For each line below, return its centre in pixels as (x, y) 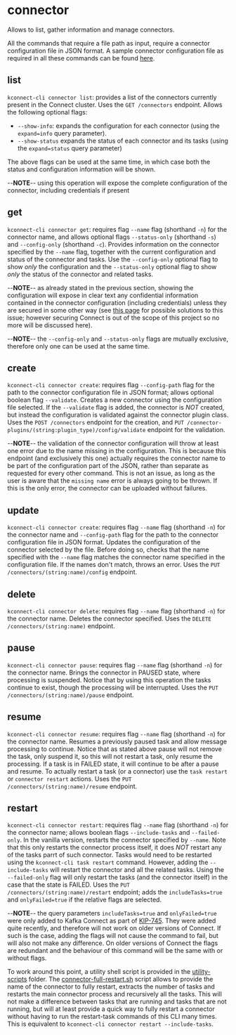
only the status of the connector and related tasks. (80, 274)
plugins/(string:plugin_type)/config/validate (77, 431)
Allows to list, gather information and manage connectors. (91, 30)
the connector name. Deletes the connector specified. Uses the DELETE (110, 618)
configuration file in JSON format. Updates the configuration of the (104, 542)
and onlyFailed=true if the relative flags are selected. (85, 900)
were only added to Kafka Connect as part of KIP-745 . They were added (112, 921)
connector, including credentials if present (68, 190)
